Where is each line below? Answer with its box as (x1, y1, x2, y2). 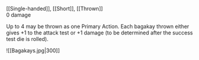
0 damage (6, 11, 31, 18)
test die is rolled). (6, 36, 49, 42)
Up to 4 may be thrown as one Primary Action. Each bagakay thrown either (6, 23, 189, 30)
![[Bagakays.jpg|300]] (6, 47, 61, 54)
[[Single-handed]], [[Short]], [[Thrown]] (6, 5, 103, 12)
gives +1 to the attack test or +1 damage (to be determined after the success (6, 29, 193, 36)
